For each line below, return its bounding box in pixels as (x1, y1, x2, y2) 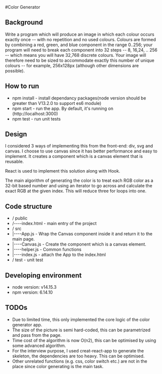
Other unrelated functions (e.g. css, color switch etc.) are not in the (12, 358, 147, 364)
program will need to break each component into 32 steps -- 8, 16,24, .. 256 (5, 47, 158, 53)
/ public (12, 215, 28, 221)
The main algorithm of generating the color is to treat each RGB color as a (5, 177, 154, 183)
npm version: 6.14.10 (12, 289, 53, 296)
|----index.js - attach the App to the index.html (12, 252, 106, 258)
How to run (5, 82, 40, 90)
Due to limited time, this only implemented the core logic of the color (12, 316, 150, 323)
